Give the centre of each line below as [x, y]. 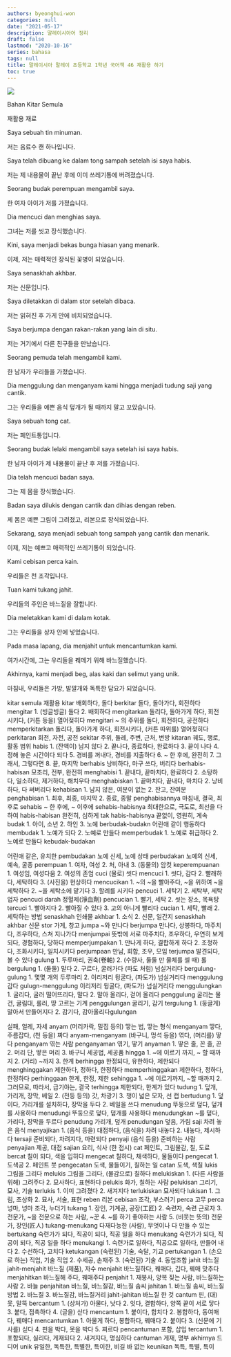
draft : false [26, 39]
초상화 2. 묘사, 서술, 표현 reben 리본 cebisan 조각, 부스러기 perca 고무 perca [120, 1199]
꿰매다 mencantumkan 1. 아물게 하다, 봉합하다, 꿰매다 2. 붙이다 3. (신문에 [115, 1320]
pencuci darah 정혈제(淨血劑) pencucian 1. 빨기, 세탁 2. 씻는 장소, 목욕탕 [119, 899]
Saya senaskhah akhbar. [42, 273]
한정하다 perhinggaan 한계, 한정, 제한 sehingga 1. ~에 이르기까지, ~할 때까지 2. [114, 1078]
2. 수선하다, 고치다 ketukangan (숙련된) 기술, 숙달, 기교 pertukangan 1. [111, 1251]
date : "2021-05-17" [35, 26]
